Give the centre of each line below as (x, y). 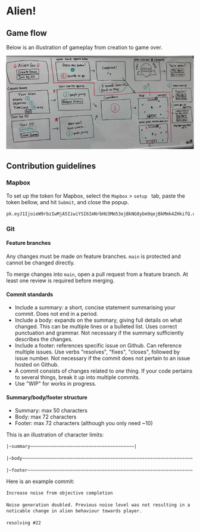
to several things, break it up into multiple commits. (77, 377)
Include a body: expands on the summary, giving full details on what (99, 320)
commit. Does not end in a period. (56, 314)
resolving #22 (24, 523)
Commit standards (30, 294)
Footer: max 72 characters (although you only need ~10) (84, 423)
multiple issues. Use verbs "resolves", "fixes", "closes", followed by (97, 352)
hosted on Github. (37, 365)
